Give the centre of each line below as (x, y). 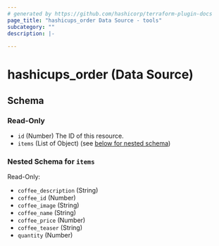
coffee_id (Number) (46, 198)
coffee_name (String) (46, 213)
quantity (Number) (45, 235)
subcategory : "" (31, 27)
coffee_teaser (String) (50, 228)
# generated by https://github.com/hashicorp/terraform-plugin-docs (110, 14)
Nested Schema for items (51, 161)
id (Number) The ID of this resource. (71, 136)
